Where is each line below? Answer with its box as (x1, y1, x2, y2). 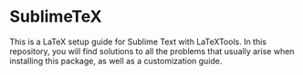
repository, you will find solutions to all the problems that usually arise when (9, 45, 295, 56)
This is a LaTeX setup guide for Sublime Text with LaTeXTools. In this (9, 36, 267, 47)
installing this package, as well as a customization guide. (9, 55, 223, 66)
